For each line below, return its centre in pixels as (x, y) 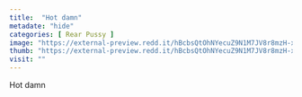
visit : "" (28, 59)
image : (22, 43)
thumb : (22, 51)
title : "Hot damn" (46, 18)
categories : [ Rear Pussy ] (62, 34)
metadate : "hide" (42, 26)
